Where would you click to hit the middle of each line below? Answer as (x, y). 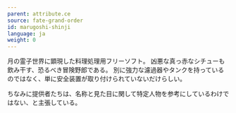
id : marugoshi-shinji (39, 27)
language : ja (26, 34)
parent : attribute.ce (39, 14)
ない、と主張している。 (47, 102)
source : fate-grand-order (45, 20)
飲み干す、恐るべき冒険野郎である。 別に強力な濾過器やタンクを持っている (116, 70)
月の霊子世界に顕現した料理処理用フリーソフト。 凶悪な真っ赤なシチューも (116, 61)
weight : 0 (22, 40)
